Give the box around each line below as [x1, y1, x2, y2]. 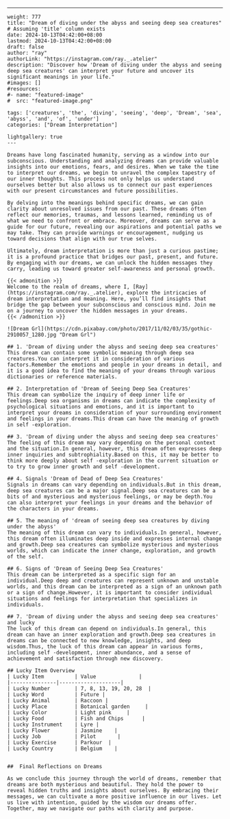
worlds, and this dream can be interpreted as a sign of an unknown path [7, 583, 222, 590]
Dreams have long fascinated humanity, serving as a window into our [7, 151, 210, 158]
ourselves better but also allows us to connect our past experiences [7, 182, 213, 188]
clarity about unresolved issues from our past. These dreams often [7, 206, 207, 212]
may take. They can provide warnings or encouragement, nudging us [7, 230, 204, 236]
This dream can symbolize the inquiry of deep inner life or [7, 391, 186, 398]
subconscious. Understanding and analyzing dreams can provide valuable [7, 158, 219, 164]
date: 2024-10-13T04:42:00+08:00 [7, 32, 103, 38]
